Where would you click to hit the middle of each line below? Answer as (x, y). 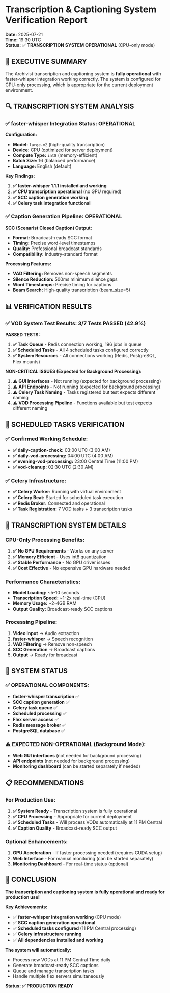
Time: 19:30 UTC (23, 40)
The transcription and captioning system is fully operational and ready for (85, 892)
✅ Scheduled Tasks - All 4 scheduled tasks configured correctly (80, 350)
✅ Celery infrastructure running (47, 934)
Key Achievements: (26, 907)
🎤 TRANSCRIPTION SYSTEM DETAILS (66, 525)
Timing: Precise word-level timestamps (54, 243)
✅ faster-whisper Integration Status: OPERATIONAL (70, 124)
